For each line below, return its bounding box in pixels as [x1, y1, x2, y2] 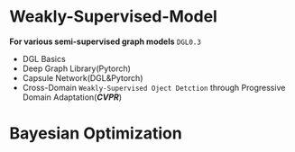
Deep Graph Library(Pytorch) [22, 63, 131, 74]
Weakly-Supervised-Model [9, 6, 218, 27]
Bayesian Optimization [9, 123, 182, 144]
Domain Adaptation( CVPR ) [22, 92, 123, 103]
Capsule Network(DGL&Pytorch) [22, 72, 143, 83]
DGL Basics [22, 53, 66, 64]
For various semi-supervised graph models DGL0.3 [9, 36, 201, 47]
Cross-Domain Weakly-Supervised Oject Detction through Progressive [22, 82, 286, 93]
